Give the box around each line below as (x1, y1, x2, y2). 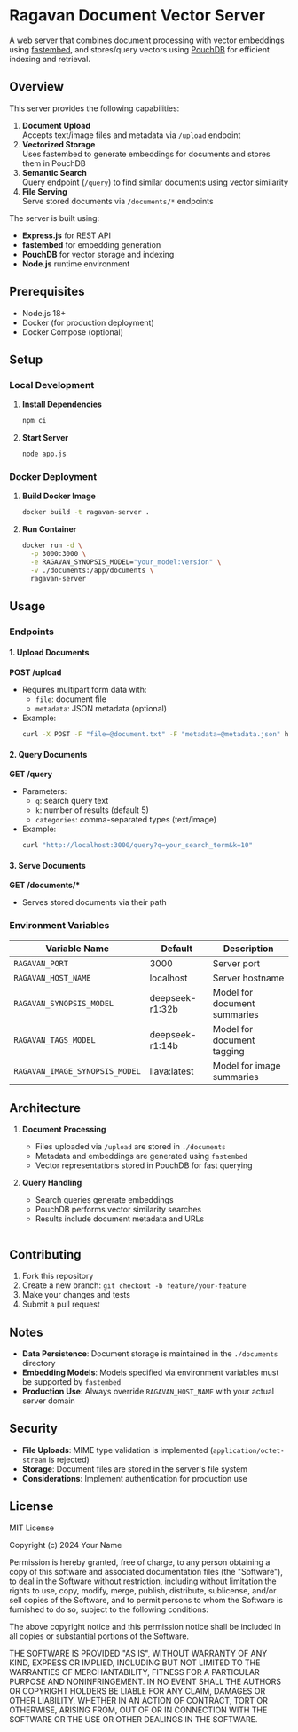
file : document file (35, 694, 106, 704)
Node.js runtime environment (21, 258, 130, 269)
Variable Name (45, 942, 109, 955)
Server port (212, 957, 261, 969)
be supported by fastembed (21, 1376, 122, 1386)
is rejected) (48, 1454, 90, 1465)
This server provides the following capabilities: (9, 103, 180, 114)
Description (223, 942, 274, 955)
